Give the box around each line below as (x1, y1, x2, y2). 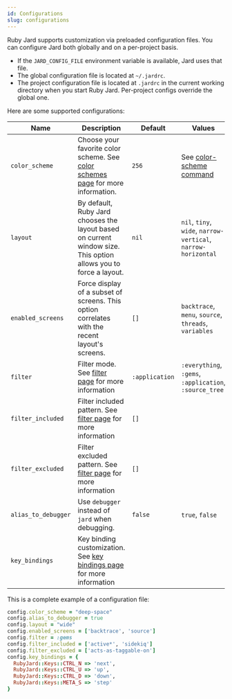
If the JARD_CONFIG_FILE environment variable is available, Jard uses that (17, 56, 222, 64)
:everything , (181, 360, 222, 369)
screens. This (77, 296, 122, 306)
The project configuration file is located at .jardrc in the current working (17, 78, 224, 87)
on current (77, 233, 112, 242)
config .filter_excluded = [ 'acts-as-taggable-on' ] (7, 647, 156, 654)
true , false (181, 510, 217, 520)
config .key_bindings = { (7, 653, 79, 660)
